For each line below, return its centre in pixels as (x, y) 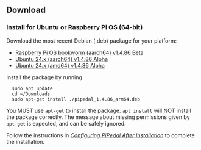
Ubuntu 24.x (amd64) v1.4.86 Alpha (60, 65)
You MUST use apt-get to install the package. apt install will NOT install (99, 110)
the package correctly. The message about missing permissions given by (98, 117)
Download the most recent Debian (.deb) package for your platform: (92, 41)
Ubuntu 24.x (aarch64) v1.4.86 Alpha (62, 59)
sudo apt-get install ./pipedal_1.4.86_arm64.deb (76, 99)
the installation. (25, 141)
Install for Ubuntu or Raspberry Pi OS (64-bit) (75, 27)
